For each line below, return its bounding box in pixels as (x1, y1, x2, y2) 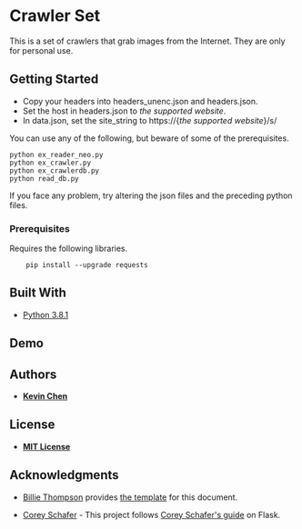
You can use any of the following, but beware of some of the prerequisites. (9, 133, 289, 144)
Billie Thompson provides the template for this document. (22, 492, 238, 503)
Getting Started (9, 72, 99, 87)
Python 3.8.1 (22, 309, 69, 320)
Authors (9, 366, 57, 382)
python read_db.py (9, 174, 79, 183)
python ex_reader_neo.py (9, 150, 104, 159)
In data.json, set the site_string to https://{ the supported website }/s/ (22, 115, 277, 125)
